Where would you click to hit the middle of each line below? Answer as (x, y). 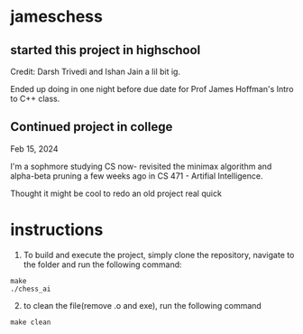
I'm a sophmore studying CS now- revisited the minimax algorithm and (141, 166)
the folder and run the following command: (103, 264)
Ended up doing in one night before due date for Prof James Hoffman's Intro (152, 89)
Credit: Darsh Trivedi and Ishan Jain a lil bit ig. (96, 71)
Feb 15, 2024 (34, 148)
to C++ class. (35, 98)
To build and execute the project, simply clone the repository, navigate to (159, 255)
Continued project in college (92, 127)
